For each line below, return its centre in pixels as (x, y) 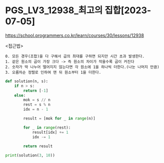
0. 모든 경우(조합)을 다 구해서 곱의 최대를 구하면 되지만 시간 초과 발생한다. (75, 56)
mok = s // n (37, 100)
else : (20, 95)
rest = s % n (37, 105)
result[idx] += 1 (50, 132)
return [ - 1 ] (36, 91)
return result (38, 146)
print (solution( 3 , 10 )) (30, 155)
